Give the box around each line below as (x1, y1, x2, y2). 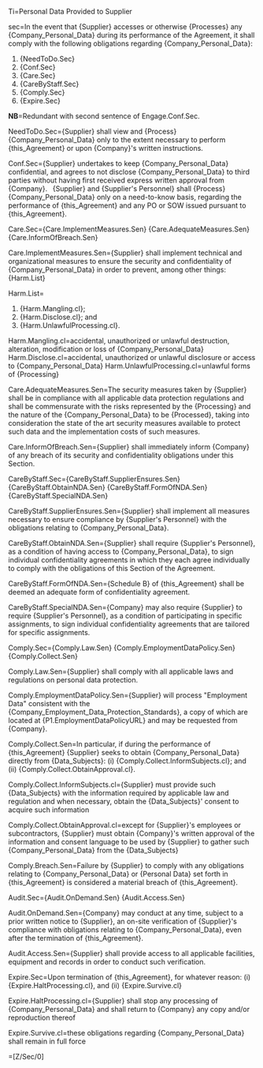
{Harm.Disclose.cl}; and (19, 312, 98, 322)
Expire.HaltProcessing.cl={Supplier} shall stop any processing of (8, 996, 218, 1006)
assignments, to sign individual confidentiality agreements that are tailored (8, 619, 250, 629)
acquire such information (8, 805, 90, 814)
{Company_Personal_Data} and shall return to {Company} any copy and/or (8, 1005, 250, 1013)
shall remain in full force (8, 1036, 87, 1046)
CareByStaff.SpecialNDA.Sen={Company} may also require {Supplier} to (8, 603, 243, 611)
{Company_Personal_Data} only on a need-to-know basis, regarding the (8, 193, 242, 201)
